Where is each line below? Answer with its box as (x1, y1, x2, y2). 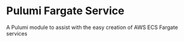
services (6, 30, 28, 37)
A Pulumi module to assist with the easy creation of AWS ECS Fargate (6, 24, 179, 31)
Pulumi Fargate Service (6, 4, 125, 18)
